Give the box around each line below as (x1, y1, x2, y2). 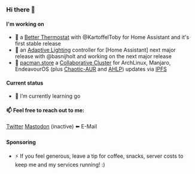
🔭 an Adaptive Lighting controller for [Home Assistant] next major (14, 46, 176, 53)
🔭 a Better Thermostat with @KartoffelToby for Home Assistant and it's (14, 34, 190, 41)
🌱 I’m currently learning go (14, 92, 81, 100)
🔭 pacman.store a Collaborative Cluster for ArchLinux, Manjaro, (14, 59, 171, 67)
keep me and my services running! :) (14, 161, 106, 168)
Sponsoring (6, 139, 36, 146)
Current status (6, 79, 44, 86)
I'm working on (6, 20, 45, 28)
